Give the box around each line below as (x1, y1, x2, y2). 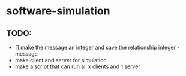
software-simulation (6, 4, 110, 18)
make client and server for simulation (14, 57, 107, 63)
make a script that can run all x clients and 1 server (14, 63, 141, 70)
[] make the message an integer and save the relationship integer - (14, 44, 180, 51)
